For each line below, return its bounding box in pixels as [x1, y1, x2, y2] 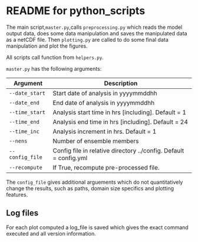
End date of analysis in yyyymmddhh [52, 98, 155, 107]
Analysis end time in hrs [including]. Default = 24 [52, 118, 189, 126]
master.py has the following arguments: [6, 65, 102, 72]
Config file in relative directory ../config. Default [52, 146, 184, 154]
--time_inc [9, 128, 39, 135]
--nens [9, 137, 28, 144]
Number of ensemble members [52, 137, 140, 145]
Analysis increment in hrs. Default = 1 [52, 127, 157, 135]
